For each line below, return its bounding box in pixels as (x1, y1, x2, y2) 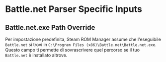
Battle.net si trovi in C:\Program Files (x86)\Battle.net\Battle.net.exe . (5, 42, 157, 48)
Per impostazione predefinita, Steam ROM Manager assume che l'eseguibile (5, 36, 162, 42)
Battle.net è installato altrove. (5, 52, 68, 58)
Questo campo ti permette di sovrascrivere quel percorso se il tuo (5, 47, 140, 53)
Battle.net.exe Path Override (5, 23, 95, 32)
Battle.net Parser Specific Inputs (5, 3, 143, 15)
